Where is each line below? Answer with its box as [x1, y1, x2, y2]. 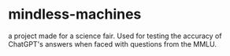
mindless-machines [8, 5, 142, 23]
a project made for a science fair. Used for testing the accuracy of [8, 31, 222, 40]
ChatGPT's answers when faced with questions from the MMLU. [8, 39, 217, 48]
